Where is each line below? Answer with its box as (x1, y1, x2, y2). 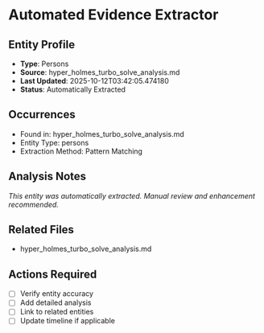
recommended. (8, 199, 59, 209)
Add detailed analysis (19, 298, 92, 307)
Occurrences (8, 108, 76, 121)
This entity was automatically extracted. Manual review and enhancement (8, 191, 256, 200)
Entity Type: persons (19, 138, 89, 147)
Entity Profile (8, 38, 75, 51)
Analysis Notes (8, 170, 87, 183)
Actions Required (8, 267, 97, 281)
